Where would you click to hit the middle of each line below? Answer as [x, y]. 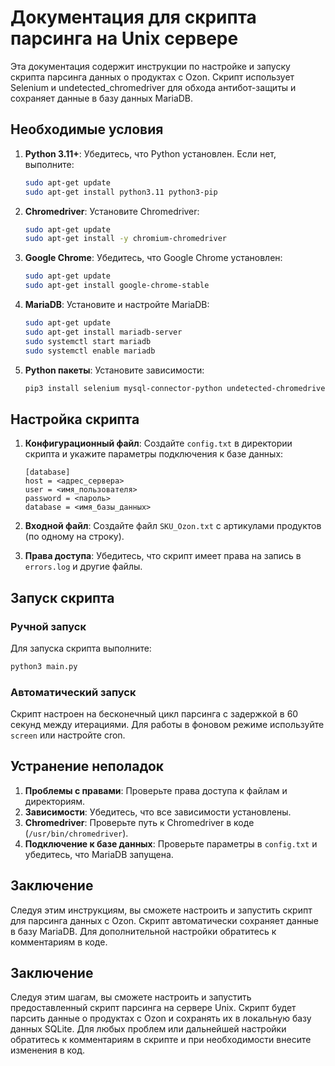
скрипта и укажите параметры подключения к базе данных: [154, 454]
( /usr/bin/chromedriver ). [76, 833]
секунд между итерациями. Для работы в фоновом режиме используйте [167, 725]
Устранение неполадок [87, 766]
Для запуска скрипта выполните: [81, 648]
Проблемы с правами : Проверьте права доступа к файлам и [156, 790]
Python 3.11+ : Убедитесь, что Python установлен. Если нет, [150, 153]
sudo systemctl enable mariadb [90, 351]
